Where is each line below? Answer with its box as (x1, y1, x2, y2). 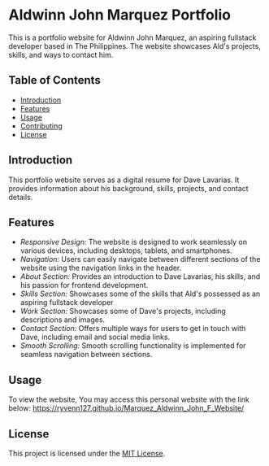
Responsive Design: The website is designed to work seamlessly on (20, 237, 248, 247)
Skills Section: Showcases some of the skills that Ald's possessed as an (20, 289, 261, 298)
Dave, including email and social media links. (20, 332, 171, 342)
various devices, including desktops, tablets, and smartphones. (20, 246, 232, 255)
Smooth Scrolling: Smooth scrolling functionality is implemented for (20, 341, 246, 351)
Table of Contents (8, 73, 102, 87)
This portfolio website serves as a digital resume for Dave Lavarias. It (8, 175, 240, 185)
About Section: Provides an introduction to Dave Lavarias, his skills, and (20, 272, 261, 281)
